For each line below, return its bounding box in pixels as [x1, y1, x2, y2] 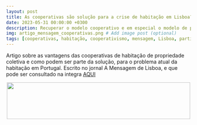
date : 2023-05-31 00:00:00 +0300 [6, 19, 88, 25]
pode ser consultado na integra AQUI [6, 71, 96, 77]
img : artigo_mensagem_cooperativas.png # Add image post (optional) [6, 31, 177, 36]
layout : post [6, 8, 38, 15]
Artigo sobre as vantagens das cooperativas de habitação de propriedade [6, 52, 185, 59]
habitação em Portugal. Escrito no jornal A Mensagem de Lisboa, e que [6, 65, 178, 71]
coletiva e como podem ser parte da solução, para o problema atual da [6, 58, 178, 65]
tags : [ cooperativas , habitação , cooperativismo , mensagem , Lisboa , [6, 36, 177, 42]
